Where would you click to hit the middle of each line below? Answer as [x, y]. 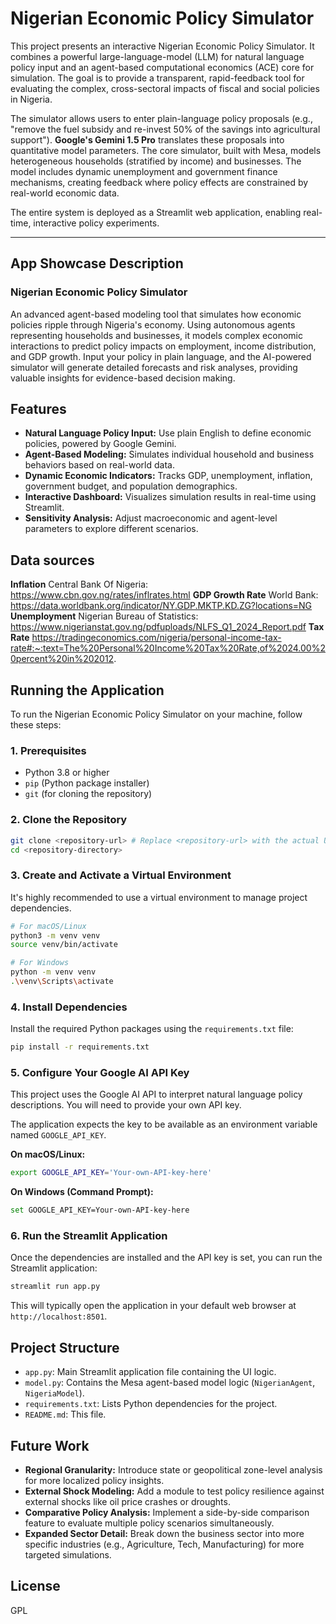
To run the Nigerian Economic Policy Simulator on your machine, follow [156, 714]
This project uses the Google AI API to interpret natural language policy [156, 1094]
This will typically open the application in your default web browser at [153, 1306]
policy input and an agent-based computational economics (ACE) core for [162, 67]
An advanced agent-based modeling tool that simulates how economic [156, 314]
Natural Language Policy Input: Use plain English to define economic [168, 433]
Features [38, 409]
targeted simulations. [68, 1554]
